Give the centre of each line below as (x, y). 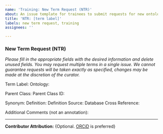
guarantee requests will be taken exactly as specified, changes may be (76, 70)
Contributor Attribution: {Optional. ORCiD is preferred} (60, 126)
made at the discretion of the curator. (42, 75)
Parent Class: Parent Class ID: (35, 94)
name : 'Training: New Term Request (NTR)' (49, 9)
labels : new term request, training (42, 23)
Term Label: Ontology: (27, 84)
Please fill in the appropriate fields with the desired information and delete (79, 59)
